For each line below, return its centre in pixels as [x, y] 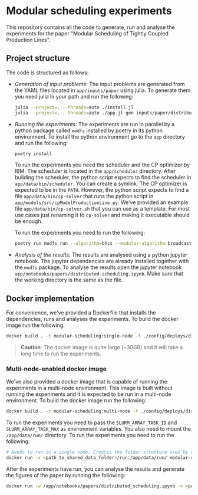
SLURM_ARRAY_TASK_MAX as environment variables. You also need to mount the [99, 429]
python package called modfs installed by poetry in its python [89, 130]
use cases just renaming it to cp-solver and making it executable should [102, 215]
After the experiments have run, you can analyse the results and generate [95, 469]
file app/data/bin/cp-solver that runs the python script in [84, 196]
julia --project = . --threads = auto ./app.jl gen [74, 113]
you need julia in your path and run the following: [74, 96]
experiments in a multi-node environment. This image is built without [89, 388]
